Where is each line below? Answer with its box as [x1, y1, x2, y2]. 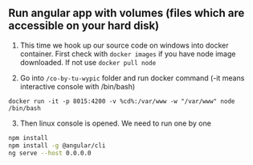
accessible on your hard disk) [8, 19, 160, 33]
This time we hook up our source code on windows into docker [19, 40, 229, 50]
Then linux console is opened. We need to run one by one [19, 118, 211, 128]
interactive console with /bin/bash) [19, 81, 136, 91]
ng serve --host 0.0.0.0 [8, 149, 92, 157]
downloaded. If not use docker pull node [19, 57, 157, 67]
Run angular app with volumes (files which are [8, 6, 245, 20]
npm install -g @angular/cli [8, 141, 106, 150]
